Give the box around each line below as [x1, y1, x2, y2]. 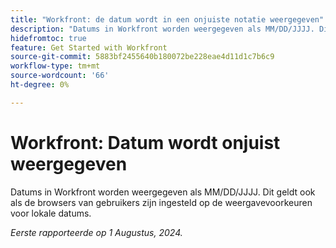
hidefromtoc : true [10, 33, 87, 43]
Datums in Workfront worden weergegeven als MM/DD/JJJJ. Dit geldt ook [10, 186, 316, 198]
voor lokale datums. [10, 207, 92, 219]
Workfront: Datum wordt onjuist [10, 131, 281, 154]
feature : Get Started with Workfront [10, 42, 168, 53]
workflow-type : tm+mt [10, 61, 101, 71]
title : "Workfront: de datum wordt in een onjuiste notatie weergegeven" [10, 14, 325, 25]
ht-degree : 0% [10, 80, 70, 90]
